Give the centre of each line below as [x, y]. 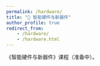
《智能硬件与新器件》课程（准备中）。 [52, 57]
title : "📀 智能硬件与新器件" [39, 17]
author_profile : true [33, 23]
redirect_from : [25, 28]
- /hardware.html [38, 39]
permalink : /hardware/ [34, 12]
